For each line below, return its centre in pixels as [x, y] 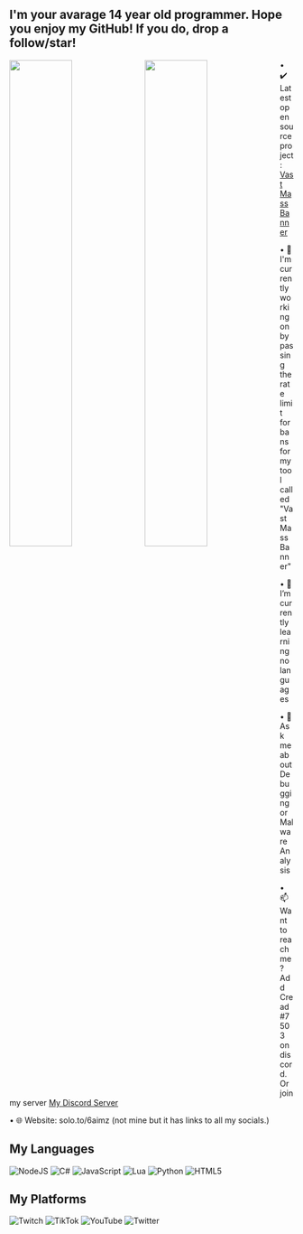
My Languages [52, 1150]
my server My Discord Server [64, 1102]
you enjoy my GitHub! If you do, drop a [119, 29]
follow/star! [43, 43]
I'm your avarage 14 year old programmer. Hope [146, 15]
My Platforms [48, 1199]
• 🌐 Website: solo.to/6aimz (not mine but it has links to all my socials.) [139, 1120]
